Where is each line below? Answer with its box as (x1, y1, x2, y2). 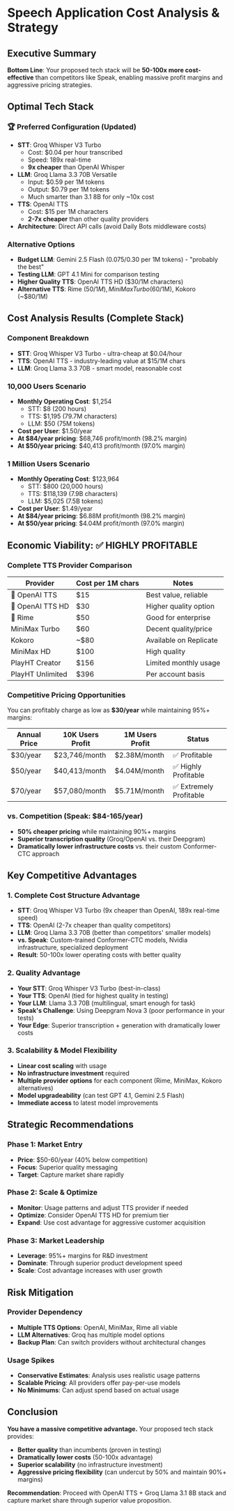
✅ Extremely (173, 782, 214, 791)
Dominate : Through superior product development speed (17, 1259, 182, 1267)
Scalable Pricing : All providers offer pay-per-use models (17, 1379, 181, 1387)
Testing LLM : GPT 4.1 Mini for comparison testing (17, 270, 160, 278)
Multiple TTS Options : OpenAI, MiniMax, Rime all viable (17, 1323, 178, 1331)
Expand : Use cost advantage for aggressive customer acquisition (17, 1218, 205, 1227)
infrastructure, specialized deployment (17, 943, 129, 952)
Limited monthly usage (146, 658, 221, 667)
